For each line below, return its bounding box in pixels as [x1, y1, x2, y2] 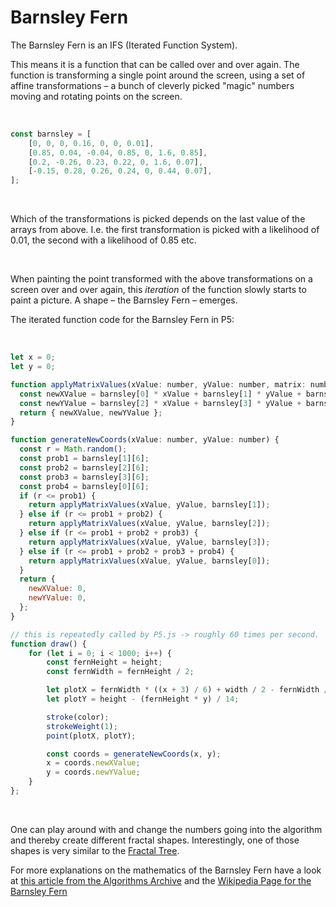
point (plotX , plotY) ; [46, 731, 137, 741]
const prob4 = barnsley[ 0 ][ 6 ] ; [19, 481, 150, 491]
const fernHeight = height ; [46, 657, 163, 668]
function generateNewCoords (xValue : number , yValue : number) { [10, 435, 280, 445]
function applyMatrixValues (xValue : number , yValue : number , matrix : [10, 379, 307, 390]
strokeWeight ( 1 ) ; [46, 721, 118, 731]
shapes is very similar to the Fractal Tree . [10, 844, 180, 856]
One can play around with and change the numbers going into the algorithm [10, 823, 323, 835]
